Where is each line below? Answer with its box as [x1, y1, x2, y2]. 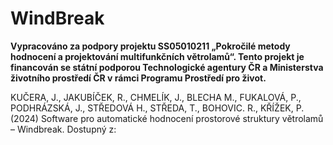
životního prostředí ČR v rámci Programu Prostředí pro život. [10, 72, 267, 84]
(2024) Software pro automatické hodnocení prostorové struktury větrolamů [10, 112, 324, 124]
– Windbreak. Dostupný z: [10, 123, 117, 135]
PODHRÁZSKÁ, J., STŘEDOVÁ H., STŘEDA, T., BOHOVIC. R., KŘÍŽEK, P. [10, 102, 305, 114]
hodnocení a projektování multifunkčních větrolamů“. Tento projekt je [10, 50, 305, 62]
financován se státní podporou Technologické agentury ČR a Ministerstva [10, 61, 324, 73]
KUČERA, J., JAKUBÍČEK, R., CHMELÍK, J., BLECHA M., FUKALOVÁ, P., [10, 91, 302, 103]
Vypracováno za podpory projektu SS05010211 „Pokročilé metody [10, 40, 291, 52]
